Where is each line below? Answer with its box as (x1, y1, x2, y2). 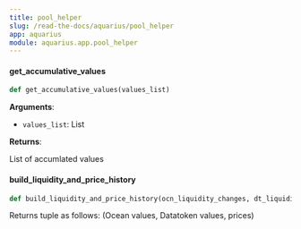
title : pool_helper (9, 13, 82, 22)
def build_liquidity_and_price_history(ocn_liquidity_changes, (9, 194, 251, 203)
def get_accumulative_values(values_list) (9, 86, 170, 95)
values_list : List (21, 119, 85, 130)
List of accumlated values (9, 154, 105, 165)
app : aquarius (9, 30, 63, 38)
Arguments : (9, 102, 56, 113)
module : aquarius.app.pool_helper (9, 38, 139, 47)
